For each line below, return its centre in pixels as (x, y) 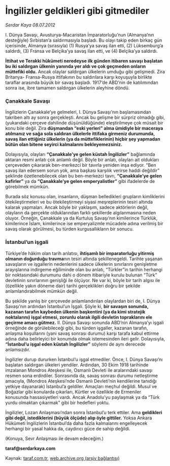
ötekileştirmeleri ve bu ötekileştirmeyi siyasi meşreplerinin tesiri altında (79, 202)
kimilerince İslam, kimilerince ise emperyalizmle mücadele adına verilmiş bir (84, 224)
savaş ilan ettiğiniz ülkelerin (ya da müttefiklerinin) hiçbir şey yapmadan (83, 139)
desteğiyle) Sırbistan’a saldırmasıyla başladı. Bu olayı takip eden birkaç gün (84, 40)
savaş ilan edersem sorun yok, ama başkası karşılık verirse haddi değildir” (82, 171)
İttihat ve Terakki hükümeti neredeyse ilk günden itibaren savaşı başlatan (84, 60)
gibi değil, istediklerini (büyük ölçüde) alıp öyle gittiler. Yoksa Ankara (79, 418)
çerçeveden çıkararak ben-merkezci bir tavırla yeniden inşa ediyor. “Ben (81, 165)
